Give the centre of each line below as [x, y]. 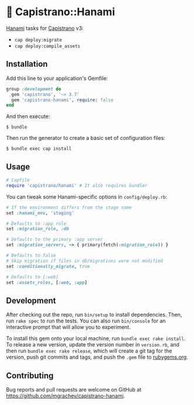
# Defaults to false [31, 256]
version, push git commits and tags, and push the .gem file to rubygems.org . [97, 357]
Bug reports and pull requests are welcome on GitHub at [74, 390]
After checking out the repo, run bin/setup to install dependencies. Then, [94, 315]
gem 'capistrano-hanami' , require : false [63, 100]
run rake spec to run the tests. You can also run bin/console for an [86, 321]
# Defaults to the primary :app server [55, 239]
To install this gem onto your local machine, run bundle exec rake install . [96, 338]
